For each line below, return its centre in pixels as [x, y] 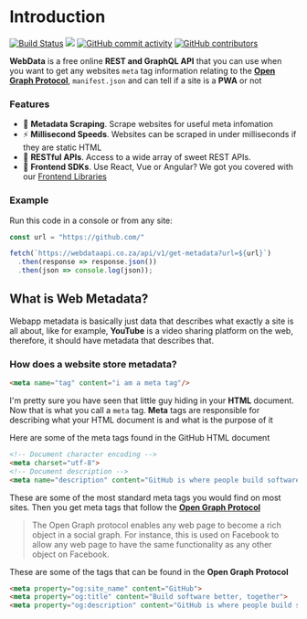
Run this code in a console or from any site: [91, 220]
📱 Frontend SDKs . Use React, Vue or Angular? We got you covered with [158, 167]
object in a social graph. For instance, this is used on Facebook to [155, 534]
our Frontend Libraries [64, 176]
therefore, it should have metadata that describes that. [112, 340]
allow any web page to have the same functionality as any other [152, 544]
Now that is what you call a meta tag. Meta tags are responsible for [135, 411]
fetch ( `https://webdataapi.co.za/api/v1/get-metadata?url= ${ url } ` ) [141, 253]
